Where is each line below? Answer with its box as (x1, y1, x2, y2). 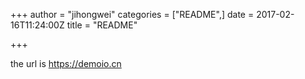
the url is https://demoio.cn (10, 58, 122, 69)
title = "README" (66, 19, 138, 31)
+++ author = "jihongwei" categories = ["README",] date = (10, 9, 255, 20)
